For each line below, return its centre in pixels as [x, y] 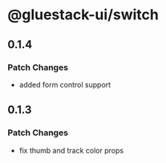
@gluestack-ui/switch [83, 15]
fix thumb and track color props [71, 150]
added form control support [65, 84]
